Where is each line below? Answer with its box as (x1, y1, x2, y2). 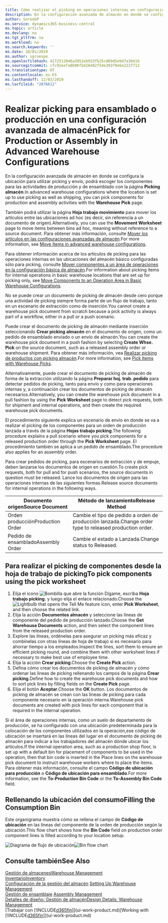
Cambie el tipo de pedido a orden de (72, 511, 158, 518)
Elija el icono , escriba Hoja (12, 590, 149, 596)
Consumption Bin (5, 803, 60, 811)
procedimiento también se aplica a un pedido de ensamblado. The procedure (5, 443, 163, 449)
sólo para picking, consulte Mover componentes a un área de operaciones (5, 261, 158, 267)
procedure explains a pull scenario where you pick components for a (5, 433, 146, 439)
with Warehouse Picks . (5, 360, 52, 366)
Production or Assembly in (5, 135, 118, 146)
